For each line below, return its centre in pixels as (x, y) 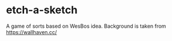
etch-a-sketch (42, 10)
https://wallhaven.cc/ (32, 32)
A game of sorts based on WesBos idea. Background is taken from (86, 26)
